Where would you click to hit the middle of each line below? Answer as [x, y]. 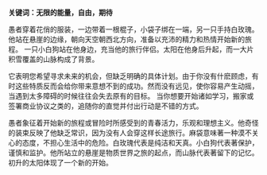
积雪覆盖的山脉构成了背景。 [54, 59]
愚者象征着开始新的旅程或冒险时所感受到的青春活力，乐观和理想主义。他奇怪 [133, 123]
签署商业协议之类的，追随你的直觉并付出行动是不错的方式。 [106, 106]
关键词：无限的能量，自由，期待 [60, 12]
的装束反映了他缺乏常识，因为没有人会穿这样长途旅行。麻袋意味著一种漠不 [130, 133]
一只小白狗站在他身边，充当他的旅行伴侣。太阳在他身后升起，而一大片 [139, 49]
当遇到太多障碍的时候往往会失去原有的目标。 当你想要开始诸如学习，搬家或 [131, 96]
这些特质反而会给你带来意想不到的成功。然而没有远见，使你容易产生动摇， [137, 86]
